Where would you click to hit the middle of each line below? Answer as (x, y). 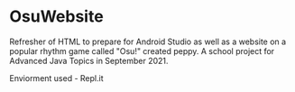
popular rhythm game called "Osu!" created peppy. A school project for (142, 51)
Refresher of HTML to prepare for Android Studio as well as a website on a (148, 41)
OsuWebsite (56, 17)
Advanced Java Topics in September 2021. (89, 60)
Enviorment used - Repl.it (56, 78)
